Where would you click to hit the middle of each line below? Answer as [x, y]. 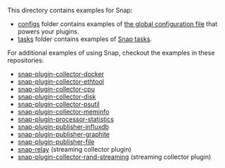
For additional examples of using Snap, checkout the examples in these [111, 53]
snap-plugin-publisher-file [56, 142]
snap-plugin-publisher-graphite [64, 134]
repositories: [26, 60]
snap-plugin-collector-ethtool [61, 82]
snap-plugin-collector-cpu [56, 89]
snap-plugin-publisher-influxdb [63, 127]
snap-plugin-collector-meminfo [63, 112]
